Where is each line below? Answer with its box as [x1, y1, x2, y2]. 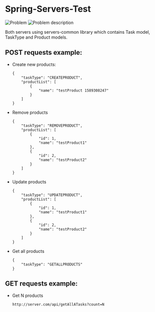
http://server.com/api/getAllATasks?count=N [12, 302, 105, 307]
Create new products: [12, 61, 56, 67]
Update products [12, 178, 46, 184]
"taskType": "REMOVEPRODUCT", [21, 123, 83, 128]
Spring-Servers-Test [5, 3, 91, 15]
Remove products [12, 109, 48, 115]
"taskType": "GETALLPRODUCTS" [21, 262, 83, 267]
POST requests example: [5, 48, 82, 57]
